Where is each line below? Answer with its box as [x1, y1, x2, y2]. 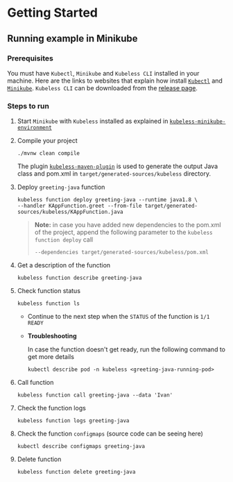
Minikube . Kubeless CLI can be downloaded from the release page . [7, 83, 198, 92]
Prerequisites [7, 53, 53, 63]
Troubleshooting [27, 332, 77, 340]
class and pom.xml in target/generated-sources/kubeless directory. [17, 169, 212, 178]
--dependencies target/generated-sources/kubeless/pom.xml [34, 249, 209, 256]
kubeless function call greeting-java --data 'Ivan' [17, 392, 173, 399]
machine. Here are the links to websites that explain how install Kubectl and [7, 76, 223, 85]
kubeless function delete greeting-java [17, 469, 136, 476]
